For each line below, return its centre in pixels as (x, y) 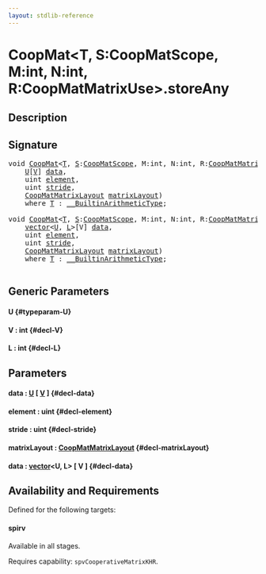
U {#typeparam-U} (40, 312)
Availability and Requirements (84, 490)
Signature (33, 145)
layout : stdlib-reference (51, 15)
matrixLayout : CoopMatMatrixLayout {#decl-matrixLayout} (109, 447)
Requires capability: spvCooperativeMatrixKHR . (83, 561)
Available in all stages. (44, 545)
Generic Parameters (59, 292)
